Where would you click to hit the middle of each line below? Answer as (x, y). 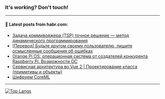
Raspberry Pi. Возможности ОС (45, 61)
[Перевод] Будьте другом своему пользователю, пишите (72, 46)
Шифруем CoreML (31, 77)
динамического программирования (50, 40)
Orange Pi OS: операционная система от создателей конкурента (80, 56)
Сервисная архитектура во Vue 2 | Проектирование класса (75, 66)
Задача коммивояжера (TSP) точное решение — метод (70, 35)
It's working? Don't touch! (37, 7)
